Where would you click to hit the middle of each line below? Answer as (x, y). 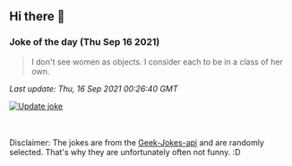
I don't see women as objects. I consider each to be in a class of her (157, 61)
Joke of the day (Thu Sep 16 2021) (85, 42)
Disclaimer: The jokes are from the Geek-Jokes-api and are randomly (137, 142)
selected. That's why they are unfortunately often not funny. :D (125, 152)
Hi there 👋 (37, 17)
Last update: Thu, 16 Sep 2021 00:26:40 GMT (94, 88)
